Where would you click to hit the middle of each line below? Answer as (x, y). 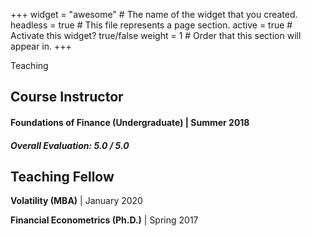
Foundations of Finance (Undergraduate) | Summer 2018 (130, 122)
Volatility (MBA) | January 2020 (76, 201)
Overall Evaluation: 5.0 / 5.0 (70, 145)
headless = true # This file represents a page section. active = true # (151, 25)
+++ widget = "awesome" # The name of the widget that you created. (154, 14)
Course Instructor (67, 97)
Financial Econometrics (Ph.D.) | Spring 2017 (104, 220)
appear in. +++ (41, 46)
